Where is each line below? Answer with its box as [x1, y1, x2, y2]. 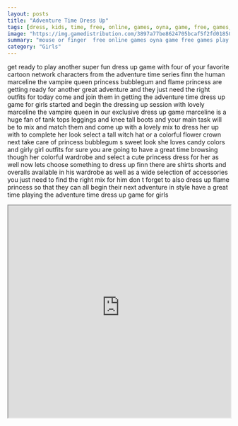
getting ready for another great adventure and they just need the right [7, 86, 210, 93]
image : [7, 30, 27, 38]
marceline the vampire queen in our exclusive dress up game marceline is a [7, 108, 227, 116]
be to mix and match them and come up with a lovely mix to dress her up [7, 123, 219, 131]
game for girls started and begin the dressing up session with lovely [7, 100, 205, 108]
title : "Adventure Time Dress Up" [7, 17, 109, 24]
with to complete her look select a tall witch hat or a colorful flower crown [7, 130, 222, 139]
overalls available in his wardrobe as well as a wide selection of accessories [7, 168, 228, 176]
